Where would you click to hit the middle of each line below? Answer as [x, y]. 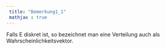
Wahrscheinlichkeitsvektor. [40, 41]
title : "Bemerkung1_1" [38, 12]
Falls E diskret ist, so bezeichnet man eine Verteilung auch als [83, 34]
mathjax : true [28, 17]
